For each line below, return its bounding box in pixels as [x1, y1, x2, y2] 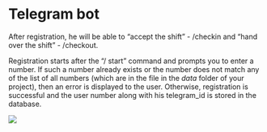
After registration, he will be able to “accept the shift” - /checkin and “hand [8, 32, 257, 41]
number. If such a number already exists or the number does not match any [8, 64, 260, 74]
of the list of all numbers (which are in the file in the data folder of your [8, 73, 244, 83]
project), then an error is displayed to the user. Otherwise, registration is [8, 82, 248, 92]
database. [8, 99, 42, 109]
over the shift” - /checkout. [8, 40, 99, 49]
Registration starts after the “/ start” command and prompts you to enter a [8, 56, 254, 66]
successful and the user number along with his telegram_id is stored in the [8, 90, 257, 100]
